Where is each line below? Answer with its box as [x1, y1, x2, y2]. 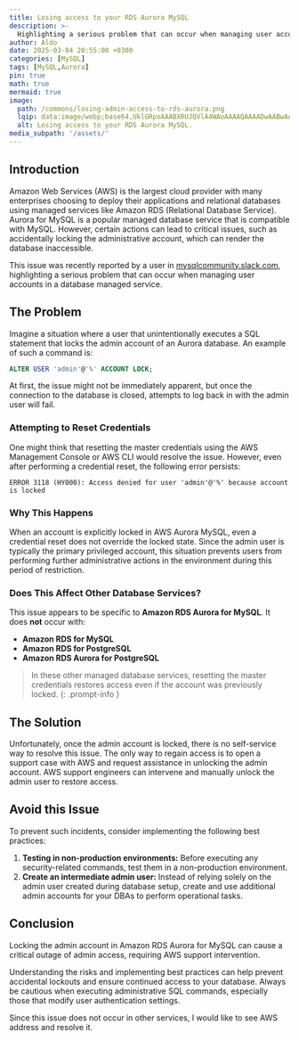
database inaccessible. [9, 242, 94, 253]
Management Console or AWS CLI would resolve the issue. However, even [9, 451, 282, 462]
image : [9, 95, 34, 105]
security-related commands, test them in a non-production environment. [21, 862, 288, 872]
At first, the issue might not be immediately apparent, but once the [9, 381, 253, 391]
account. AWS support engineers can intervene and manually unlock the [9, 767, 275, 778]
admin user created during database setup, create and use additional [21, 880, 276, 891]
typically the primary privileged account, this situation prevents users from [9, 545, 283, 556]
